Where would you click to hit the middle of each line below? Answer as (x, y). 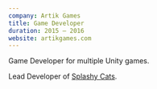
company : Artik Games (45, 16)
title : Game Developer (46, 23)
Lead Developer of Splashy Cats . (63, 76)
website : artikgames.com (50, 38)
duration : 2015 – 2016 (46, 30)
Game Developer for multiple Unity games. (79, 61)
